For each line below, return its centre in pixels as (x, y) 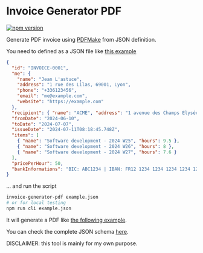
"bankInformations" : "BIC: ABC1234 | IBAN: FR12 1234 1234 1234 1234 (101, 169)
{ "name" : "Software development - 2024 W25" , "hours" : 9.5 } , (98, 141)
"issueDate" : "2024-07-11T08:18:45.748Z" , (66, 130)
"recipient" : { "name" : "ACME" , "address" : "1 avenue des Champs (96, 113)
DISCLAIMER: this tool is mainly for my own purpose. (72, 243)
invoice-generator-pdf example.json (52, 197)
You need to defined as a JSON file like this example (71, 51)
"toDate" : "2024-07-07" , (43, 124)
